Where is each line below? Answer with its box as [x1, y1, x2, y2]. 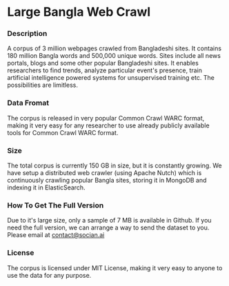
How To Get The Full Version [7, 201, 104, 210]
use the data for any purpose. [7, 271, 92, 279]
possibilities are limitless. [7, 81, 78, 90]
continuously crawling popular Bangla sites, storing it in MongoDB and [7, 176, 207, 185]
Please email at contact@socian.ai [7, 231, 105, 239]
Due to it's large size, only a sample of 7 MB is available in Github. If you [7, 216, 212, 225]
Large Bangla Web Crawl [7, 4, 151, 20]
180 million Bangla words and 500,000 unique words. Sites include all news [7, 52, 221, 60]
